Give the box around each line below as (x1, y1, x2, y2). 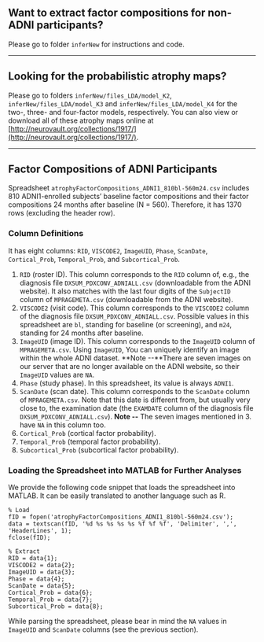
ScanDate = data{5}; (8, 582, 76, 590)
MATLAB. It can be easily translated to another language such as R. (8, 491, 226, 500)
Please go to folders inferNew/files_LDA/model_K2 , (8, 90, 172, 100)
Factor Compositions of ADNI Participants (8, 163, 218, 176)
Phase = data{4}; (8, 575, 65, 583)
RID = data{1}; (8, 555, 58, 563)
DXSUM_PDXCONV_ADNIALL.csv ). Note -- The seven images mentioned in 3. (19, 411, 252, 421)
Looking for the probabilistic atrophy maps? (8, 70, 227, 83)
